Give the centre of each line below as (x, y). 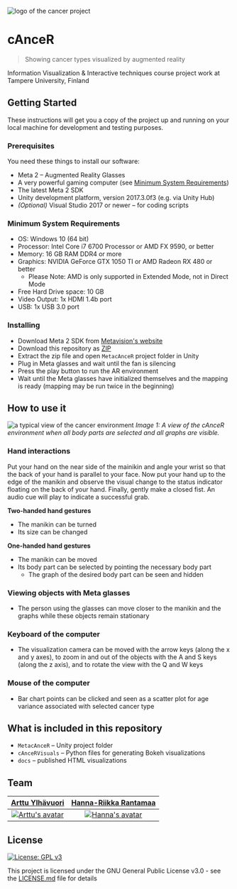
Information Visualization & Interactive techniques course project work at (114, 73)
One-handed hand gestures (49, 546)
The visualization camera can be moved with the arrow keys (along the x (124, 650)
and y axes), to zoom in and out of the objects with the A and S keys (117, 657)
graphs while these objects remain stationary (83, 616)
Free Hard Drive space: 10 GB (61, 292)
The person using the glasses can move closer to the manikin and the (119, 608)
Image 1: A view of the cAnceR (180, 425)
